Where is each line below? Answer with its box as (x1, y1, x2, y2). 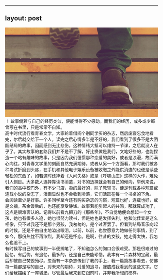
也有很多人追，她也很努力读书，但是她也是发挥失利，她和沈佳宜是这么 (17, 215, 158, 221)
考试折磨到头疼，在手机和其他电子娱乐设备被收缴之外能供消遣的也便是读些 (9, 167, 158, 173)
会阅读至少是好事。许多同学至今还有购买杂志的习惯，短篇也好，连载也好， (5, 197, 154, 203)
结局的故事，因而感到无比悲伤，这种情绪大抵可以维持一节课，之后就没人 (9, 143, 154, 148)
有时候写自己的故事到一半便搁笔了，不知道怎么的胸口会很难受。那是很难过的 (5, 246, 158, 251)
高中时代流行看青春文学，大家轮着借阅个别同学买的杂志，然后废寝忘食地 (5, 131, 149, 136)
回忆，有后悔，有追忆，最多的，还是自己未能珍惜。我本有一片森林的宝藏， (5, 252, 154, 258)
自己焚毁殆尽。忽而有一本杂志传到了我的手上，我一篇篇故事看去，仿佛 (17, 258, 158, 264)
